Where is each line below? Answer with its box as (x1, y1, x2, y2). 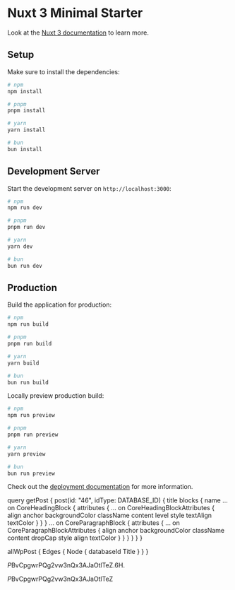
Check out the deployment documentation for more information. (7, 483, 193, 491)
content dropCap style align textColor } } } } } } (7, 533, 143, 542)
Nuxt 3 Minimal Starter (7, 5, 143, 21)
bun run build (7, 379, 49, 386)
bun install (7, 146, 42, 153)
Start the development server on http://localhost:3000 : (7, 184, 171, 192)
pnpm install (7, 107, 46, 114)
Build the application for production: (7, 300, 112, 309)
